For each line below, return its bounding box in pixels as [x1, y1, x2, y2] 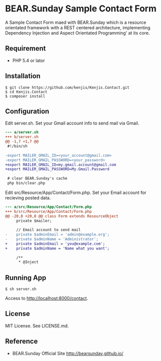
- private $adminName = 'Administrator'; [5, 237, 99, 241]
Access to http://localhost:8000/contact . [5, 296, 88, 301]
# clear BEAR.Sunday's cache [7, 176, 68, 181]
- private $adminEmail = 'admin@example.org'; [5, 232, 110, 237]
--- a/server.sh [5, 130, 39, 135]
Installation [5, 72, 41, 80]
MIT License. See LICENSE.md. [5, 323, 69, 329]
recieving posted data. [5, 194, 51, 201]
